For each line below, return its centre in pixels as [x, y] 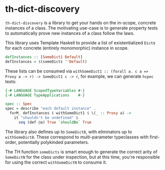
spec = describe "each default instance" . [51, 109]
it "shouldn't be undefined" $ [46, 118]
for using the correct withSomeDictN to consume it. [56, 162]
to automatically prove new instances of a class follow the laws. [70, 33]
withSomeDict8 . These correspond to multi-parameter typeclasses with [77, 137]
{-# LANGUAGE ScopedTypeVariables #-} [45, 90]
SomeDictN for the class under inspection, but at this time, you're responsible [82, 157]
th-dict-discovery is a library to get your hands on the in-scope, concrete [81, 23]
